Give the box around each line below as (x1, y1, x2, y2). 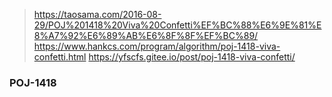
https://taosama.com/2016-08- (33, 9, 162, 20)
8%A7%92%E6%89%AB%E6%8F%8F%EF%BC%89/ (33, 30, 259, 41)
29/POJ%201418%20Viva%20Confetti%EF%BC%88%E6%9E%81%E (33, 19, 322, 31)
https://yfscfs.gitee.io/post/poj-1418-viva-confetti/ (88, 51, 296, 63)
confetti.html (33, 51, 87, 63)
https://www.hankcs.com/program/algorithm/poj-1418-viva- (33, 40, 281, 52)
